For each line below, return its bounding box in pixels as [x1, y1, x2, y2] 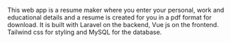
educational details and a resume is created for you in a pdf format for [7, 13, 212, 21]
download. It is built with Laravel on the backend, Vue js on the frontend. [7, 21, 219, 28]
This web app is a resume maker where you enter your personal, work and [7, 6, 225, 14]
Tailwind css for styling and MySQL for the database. [7, 28, 162, 36]
